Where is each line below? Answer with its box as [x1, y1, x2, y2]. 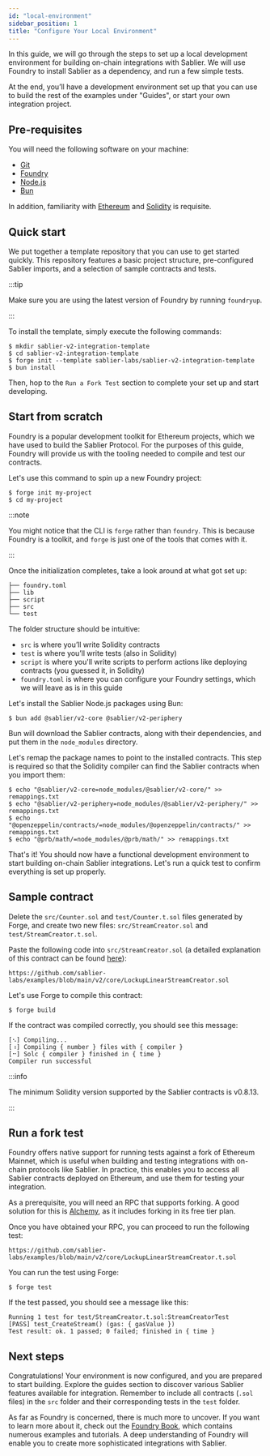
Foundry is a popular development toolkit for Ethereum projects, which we [8, 431, 255, 441]
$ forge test [8, 1283, 53, 1291]
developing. [8, 387, 48, 396]
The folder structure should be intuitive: [8, 623, 141, 633]
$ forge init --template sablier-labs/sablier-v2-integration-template [8, 357, 255, 365]
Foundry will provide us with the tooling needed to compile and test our [8, 448, 246, 458]
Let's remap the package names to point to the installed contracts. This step [8, 752, 263, 762]
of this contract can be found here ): [8, 953, 127, 963]
